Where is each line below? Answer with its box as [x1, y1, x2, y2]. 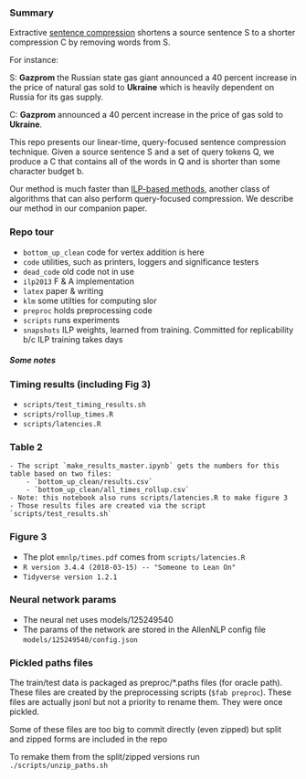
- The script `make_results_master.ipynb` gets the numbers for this [9, 461, 280, 471]
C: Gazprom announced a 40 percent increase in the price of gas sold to [9, 110, 283, 121]
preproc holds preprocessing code [22, 304, 153, 316]
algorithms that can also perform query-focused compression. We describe [9, 194, 294, 205]
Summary [9, 6, 55, 19]
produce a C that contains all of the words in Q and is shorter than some [9, 156, 281, 167]
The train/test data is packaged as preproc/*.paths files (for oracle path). [9, 678, 283, 689]
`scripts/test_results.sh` [9, 510, 112, 519]
